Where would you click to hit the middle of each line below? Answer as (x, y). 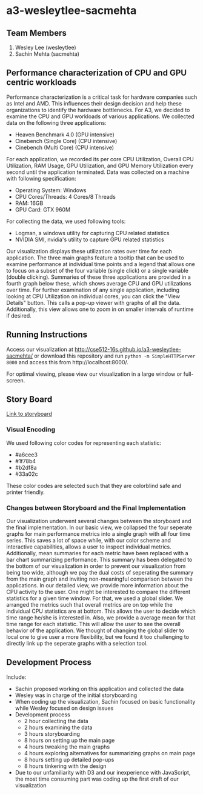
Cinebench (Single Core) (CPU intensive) (66, 141)
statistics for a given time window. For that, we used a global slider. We (95, 598)
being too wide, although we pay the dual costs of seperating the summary (100, 573)
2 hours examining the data (58, 727)
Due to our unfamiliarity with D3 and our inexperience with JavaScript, (103, 772)
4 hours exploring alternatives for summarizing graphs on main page (110, 753)
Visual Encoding (31, 430)
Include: (16, 677)
